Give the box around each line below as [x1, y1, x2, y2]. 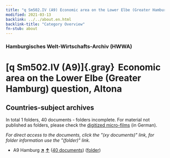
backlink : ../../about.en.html [6, 17, 72, 22]
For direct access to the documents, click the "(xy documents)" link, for [6, 132, 154, 138]
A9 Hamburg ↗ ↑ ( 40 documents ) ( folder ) [13, 147, 101, 153]
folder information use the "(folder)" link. [6, 137, 90, 143]
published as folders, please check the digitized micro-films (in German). [6, 122, 157, 128]
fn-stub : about [6, 26, 38, 31]
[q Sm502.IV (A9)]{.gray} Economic [6, 62, 161, 73]
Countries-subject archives [6, 103, 94, 112]
